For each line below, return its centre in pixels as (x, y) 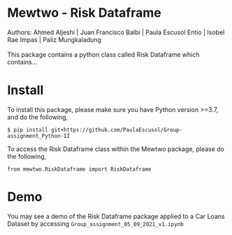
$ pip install (28, 130)
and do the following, (38, 117)
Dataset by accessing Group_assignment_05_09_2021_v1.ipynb (95, 223)
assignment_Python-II (39, 136)
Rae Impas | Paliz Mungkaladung (54, 39)
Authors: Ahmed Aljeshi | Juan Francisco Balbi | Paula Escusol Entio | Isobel (116, 32)
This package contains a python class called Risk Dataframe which (104, 55)
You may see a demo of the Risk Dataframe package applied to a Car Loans (116, 216)
